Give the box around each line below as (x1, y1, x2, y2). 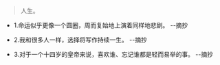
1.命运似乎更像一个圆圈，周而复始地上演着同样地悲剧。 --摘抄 (13, 21, 188, 29)
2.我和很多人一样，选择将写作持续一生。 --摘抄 (13, 36, 148, 44)
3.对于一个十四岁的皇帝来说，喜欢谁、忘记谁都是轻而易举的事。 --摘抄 (13, 51, 213, 58)
